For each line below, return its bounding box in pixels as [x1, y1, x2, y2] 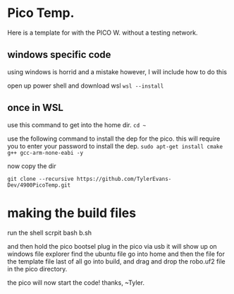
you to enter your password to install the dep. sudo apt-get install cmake [7, 141, 223, 150]
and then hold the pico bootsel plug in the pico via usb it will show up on [7, 242, 217, 250]
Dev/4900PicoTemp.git [7, 182, 71, 189]
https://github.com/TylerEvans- [76, 175, 172, 182]
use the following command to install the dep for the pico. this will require [7, 134, 221, 143]
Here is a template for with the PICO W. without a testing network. [7, 28, 198, 37]
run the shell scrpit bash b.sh [7, 228, 92, 237]
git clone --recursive [7, 175, 74, 182]
